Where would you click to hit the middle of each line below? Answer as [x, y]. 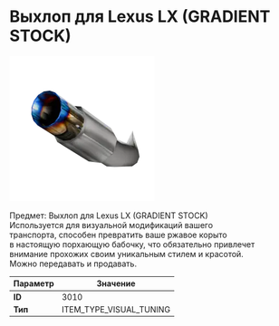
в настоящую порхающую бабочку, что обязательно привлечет [132, 244]
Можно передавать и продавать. [73, 264]
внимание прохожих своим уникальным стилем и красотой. [127, 254]
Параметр [34, 283]
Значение [116, 283]
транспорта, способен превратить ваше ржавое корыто [119, 235]
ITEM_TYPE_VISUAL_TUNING [116, 309]
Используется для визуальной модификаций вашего [111, 225]
